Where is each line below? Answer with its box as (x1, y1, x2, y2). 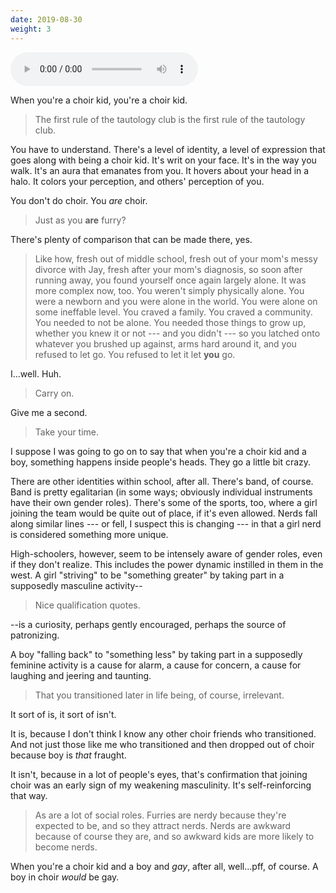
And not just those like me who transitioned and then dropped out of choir (10, 738, 315, 750)
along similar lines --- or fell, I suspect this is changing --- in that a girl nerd (10, 517, 322, 530)
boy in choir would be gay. (10, 871, 120, 883)
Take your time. (34, 426, 100, 438)
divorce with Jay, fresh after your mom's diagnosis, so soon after (34, 263, 303, 275)
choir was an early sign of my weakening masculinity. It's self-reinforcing (10, 779, 312, 791)
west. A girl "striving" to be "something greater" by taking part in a (10, 569, 285, 581)
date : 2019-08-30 (10, 14, 83, 25)
